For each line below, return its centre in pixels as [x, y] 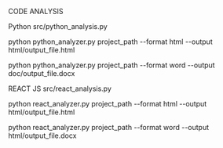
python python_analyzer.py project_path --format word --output [111, 65]
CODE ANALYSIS [36, 11]
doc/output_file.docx [42, 73]
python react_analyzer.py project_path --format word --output [109, 127]
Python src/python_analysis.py [58, 26]
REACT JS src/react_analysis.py [60, 88]
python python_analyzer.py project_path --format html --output [111, 42]
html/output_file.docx [42, 135]
